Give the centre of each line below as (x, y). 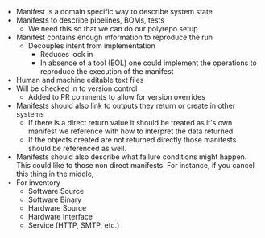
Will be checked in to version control (77, 88)
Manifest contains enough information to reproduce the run (114, 37)
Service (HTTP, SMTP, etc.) (74, 225)
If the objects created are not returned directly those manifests (132, 140)
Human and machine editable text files (80, 80)
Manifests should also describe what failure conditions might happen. (131, 157)
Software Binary (55, 199)
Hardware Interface (60, 217)
